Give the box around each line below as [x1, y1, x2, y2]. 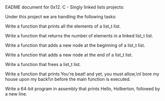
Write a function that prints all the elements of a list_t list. [5, 23, 121, 29]
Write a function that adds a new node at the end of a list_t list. [5, 52, 133, 58]
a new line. [5, 91, 27, 97]
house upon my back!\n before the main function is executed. [5, 76, 131, 82]
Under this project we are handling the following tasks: [5, 14, 116, 19]
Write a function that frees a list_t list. [5, 62, 81, 67]
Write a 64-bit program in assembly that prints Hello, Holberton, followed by [5, 86, 160, 92]
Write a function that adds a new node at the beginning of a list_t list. [5, 42, 145, 48]
